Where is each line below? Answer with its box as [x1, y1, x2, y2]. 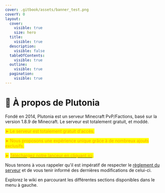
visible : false [14, 48, 45, 53]
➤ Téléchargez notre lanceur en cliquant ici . [5, 152, 94, 158]
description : [9, 44, 36, 49]
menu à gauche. [5, 182, 38, 188]
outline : [9, 62, 27, 67]
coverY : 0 [5, 12, 26, 17]
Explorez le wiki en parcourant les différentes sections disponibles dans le [5, 177, 155, 183]
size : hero [14, 30, 36, 35]
